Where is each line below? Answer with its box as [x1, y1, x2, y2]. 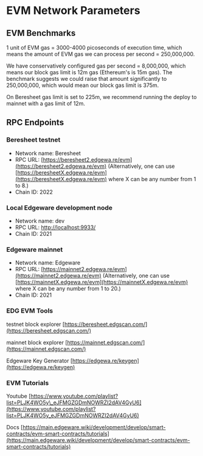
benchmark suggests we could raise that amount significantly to [6, 75, 167, 82]
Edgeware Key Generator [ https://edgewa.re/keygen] [6, 357, 140, 364]
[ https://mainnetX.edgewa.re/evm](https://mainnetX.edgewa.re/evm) [15, 278, 188, 286]
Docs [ [6, 423, 23, 430]
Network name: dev [15, 217, 65, 224]
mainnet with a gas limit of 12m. [6, 100, 85, 107]
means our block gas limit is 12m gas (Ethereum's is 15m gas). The [6, 69, 173, 76]
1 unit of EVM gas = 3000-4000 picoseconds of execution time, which [6, 44, 182, 51]
